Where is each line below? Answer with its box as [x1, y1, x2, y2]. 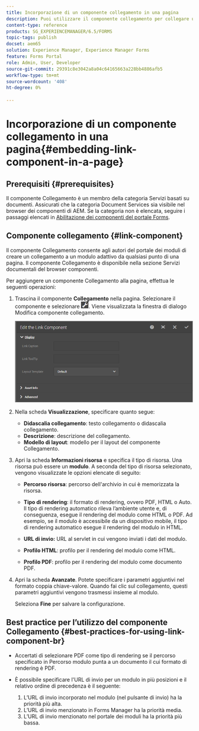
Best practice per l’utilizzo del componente [6, 617, 168, 628]
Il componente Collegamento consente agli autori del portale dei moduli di [6, 247, 187, 254]
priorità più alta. [23, 700, 62, 707]
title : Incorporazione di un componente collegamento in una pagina [6, 10, 179, 15]
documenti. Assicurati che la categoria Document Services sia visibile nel [6, 201, 185, 208]
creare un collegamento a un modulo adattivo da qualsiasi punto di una [6, 253, 179, 260]
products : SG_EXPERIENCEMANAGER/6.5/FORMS [6, 29, 113, 34]
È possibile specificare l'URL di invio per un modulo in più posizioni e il [14, 676, 187, 683]
